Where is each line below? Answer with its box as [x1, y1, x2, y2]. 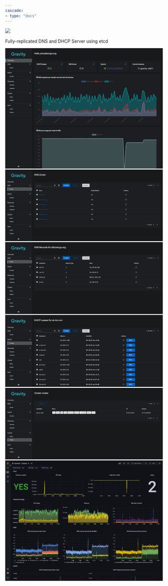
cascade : [5, 8, 23, 13]
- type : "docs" [5, 13, 37, 19]
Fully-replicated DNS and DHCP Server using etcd [5, 38, 108, 44]
